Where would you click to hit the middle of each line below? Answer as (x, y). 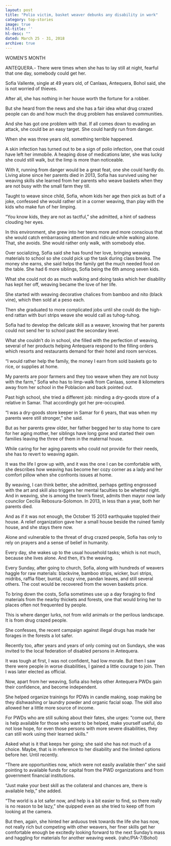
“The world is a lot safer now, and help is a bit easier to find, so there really (83, 801)
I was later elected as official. (36, 671)
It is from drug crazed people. (36, 620)
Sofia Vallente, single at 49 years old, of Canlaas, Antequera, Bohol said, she (85, 83)
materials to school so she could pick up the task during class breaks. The (83, 258)
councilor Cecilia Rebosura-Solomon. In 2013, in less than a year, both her (83, 501)
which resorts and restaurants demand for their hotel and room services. (81, 351)
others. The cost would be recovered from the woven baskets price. (76, 584)
